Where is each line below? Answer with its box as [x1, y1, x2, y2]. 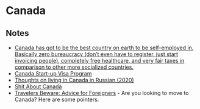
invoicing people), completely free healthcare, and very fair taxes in [14, 57, 185, 64]
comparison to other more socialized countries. [14, 63, 134, 71]
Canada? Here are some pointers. [14, 96, 99, 103]
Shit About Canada [14, 83, 62, 90]
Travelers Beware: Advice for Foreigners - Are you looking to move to [14, 90, 189, 96]
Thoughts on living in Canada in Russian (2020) [14, 77, 135, 83]
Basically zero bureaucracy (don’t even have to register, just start [14, 51, 178, 58]
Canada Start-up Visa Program [14, 70, 92, 77]
